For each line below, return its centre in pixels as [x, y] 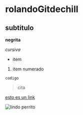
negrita [13, 40]
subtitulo [19, 28]
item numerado [28, 69]
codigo [12, 78]
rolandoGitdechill [42, 9]
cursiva [13, 49]
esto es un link [20, 97]
